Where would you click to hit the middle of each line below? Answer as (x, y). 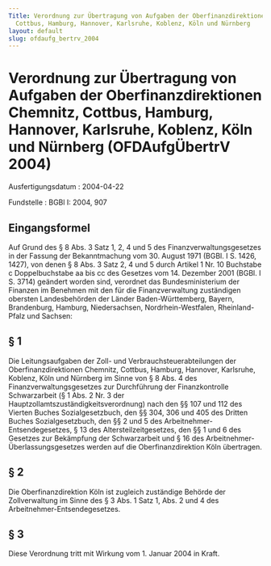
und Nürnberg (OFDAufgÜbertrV (119, 147)
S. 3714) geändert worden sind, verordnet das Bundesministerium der (124, 281)
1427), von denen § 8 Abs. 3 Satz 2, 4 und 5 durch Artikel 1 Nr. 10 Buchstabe (135, 264)
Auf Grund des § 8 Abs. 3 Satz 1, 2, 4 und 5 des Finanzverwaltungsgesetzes (135, 247)
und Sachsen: (50, 316)
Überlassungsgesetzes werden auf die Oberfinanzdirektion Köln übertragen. (135, 446)
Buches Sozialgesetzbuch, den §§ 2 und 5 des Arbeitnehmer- (111, 420)
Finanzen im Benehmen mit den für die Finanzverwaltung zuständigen (125, 290)
